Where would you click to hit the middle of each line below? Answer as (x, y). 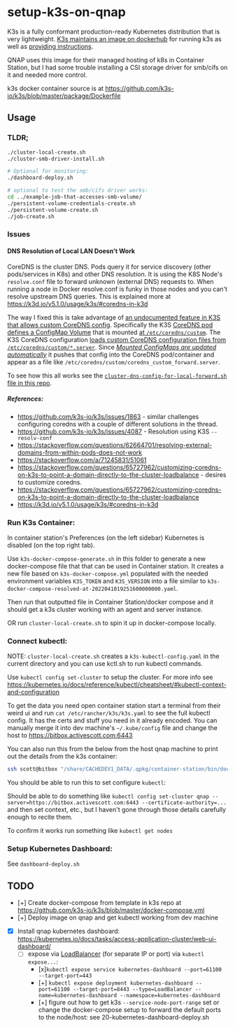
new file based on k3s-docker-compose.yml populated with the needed (108, 573)
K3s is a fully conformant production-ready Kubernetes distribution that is (114, 31)
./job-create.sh (31, 216)
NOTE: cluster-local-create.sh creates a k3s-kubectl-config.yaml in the (114, 656)
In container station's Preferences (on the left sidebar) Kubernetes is (106, 537)
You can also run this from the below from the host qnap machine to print (113, 749)
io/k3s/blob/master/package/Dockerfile (64, 96)
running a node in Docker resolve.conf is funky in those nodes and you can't (117, 289)
